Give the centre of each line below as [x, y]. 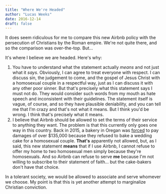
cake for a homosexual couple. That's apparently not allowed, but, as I [84, 141]
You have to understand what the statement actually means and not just [86, 67]
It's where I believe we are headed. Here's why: [54, 58]
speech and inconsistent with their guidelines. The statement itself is [82, 99]
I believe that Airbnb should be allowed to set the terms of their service [85, 120]
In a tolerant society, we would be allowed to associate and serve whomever [83, 177]
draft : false [19, 24]
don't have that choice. [36, 167]
